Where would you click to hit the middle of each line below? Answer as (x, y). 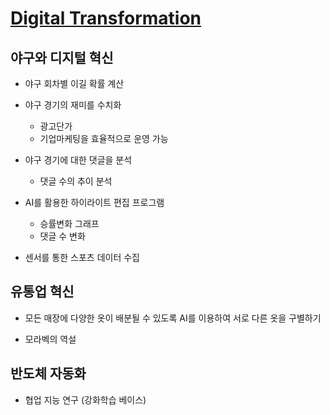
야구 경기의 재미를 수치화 (73, 105)
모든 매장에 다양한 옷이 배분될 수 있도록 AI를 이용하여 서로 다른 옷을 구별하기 (173, 318)
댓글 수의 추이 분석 (76, 181)
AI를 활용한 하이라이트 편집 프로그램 (94, 202)
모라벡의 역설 (50, 339)
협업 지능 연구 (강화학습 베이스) (85, 399)
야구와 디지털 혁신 (62, 57)
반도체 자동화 (48, 373)
